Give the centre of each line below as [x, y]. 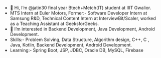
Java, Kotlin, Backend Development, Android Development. [71, 45]
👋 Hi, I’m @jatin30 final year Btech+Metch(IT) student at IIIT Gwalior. [80, 8]
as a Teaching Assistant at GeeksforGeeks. [54, 23]
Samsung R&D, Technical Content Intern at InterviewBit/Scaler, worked [83, 18]
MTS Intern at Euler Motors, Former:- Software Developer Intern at [78, 13]
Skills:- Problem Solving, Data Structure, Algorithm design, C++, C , [79, 39]
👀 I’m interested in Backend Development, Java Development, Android [82, 29]
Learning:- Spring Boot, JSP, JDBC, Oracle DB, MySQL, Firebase [77, 50]
